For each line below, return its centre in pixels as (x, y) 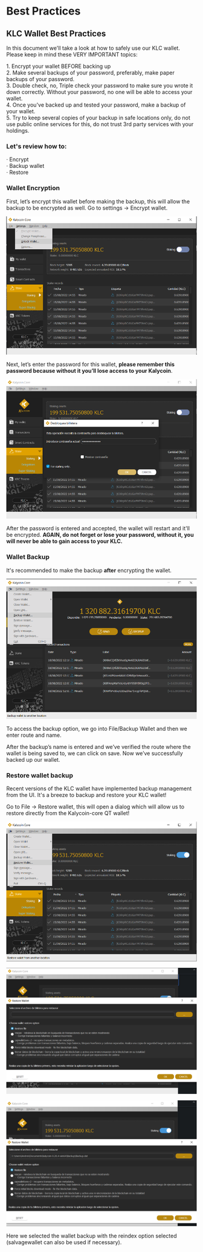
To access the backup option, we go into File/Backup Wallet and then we (97, 729)
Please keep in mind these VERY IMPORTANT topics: (72, 55)
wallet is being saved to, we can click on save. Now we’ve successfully (95, 753)
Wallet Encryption (33, 188)
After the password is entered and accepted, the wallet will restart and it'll (98, 528)
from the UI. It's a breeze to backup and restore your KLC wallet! (86, 795)
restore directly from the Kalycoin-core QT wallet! (68, 813)
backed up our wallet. (33, 760)
